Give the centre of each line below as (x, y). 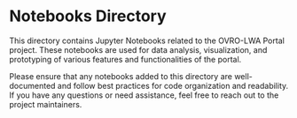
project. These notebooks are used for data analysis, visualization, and (138, 49)
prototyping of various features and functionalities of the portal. (125, 59)
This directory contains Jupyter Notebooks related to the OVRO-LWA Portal (147, 41)
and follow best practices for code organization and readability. (173, 85)
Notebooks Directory (88, 16)
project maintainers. (46, 104)
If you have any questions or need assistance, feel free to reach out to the (144, 95)
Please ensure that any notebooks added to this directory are (121, 76)
